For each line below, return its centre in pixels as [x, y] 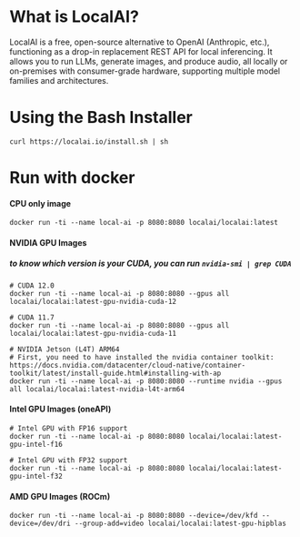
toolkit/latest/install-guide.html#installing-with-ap [115, 373]
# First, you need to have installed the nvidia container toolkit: [142, 357]
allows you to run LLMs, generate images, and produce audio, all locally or [149, 61]
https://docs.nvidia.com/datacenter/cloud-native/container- [128, 365]
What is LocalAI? [74, 17]
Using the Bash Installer [101, 118]
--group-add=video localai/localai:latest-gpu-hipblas [180, 524]
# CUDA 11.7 [32, 317]
